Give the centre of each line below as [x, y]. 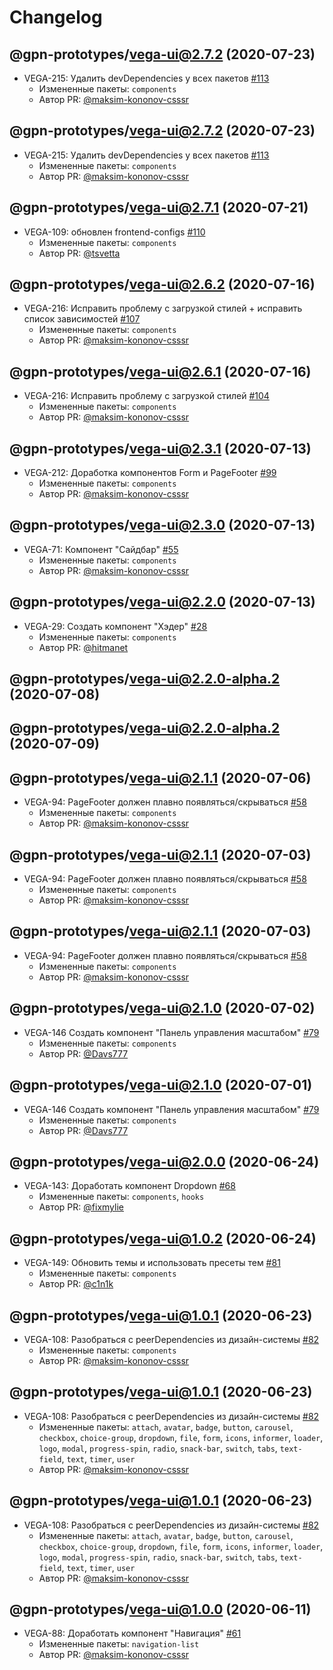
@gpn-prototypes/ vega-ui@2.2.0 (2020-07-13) [162, 602]
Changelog [56, 17]
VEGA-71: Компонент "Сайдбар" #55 [101, 549]
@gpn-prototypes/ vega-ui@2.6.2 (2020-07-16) [162, 284]
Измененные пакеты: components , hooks [121, 1197]
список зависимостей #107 [82, 319]
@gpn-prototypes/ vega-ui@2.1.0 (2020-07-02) [162, 1008]
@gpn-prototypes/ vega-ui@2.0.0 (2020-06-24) [164, 1161]
